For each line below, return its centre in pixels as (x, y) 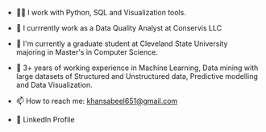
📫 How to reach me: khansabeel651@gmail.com (97, 101)
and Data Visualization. (54, 85)
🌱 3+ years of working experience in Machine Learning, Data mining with (137, 68)
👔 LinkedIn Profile (45, 120)
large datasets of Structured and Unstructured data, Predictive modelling (137, 76)
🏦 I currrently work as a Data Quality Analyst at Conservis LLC (119, 28)
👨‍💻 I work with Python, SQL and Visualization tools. (101, 12)
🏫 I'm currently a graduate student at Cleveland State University (122, 43)
